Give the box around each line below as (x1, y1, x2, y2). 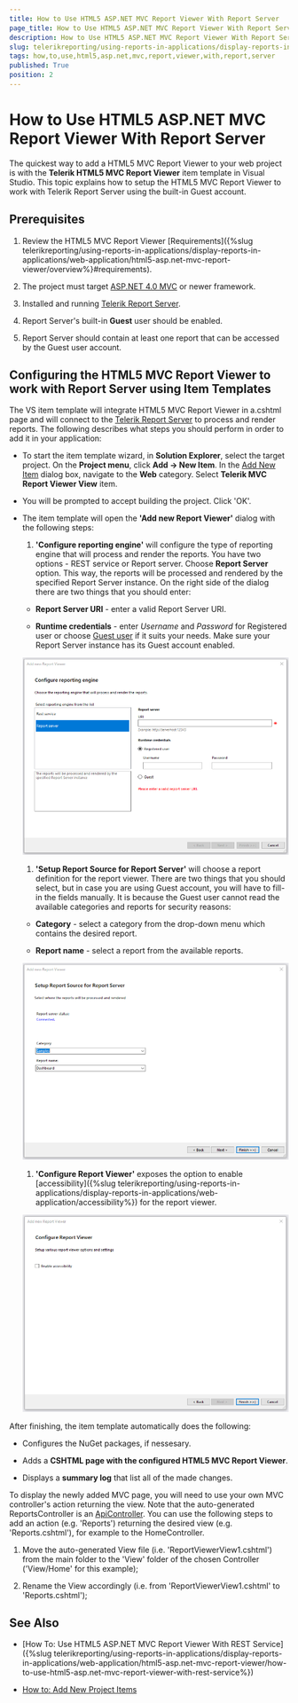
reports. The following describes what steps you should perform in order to (9, 424, 284, 435)
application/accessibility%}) (35, 1197, 138, 1208)
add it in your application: (9, 433, 102, 443)
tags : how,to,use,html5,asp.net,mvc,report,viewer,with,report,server (9, 51, 276, 61)
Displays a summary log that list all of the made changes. (21, 1472, 233, 1483)
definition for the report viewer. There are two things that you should (35, 873, 286, 883)
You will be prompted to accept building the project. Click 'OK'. (21, 496, 252, 506)
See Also (9, 1615, 59, 1630)
